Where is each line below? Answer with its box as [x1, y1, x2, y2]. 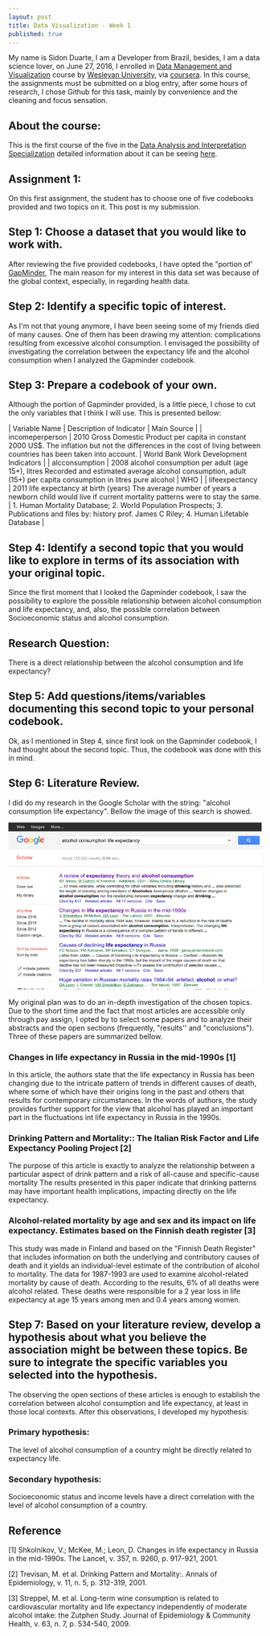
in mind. [8, 752, 35, 763]
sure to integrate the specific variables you [8, 1355, 228, 1370]
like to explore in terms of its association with [8, 553, 239, 567]
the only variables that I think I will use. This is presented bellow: [8, 408, 222, 418]
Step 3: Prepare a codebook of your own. [8, 379, 218, 392]
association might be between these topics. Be [8, 1343, 247, 1357]
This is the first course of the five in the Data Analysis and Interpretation [8, 141, 247, 150]
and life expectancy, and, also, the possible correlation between [8, 605, 220, 614]
